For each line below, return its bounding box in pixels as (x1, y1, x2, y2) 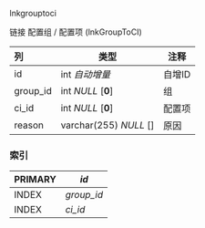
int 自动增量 (60, 68, 111, 80)
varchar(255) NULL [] (60, 119, 155, 131)
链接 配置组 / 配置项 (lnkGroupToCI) (9, 26, 143, 37)
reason (14, 119, 44, 131)
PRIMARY (14, 173, 56, 186)
